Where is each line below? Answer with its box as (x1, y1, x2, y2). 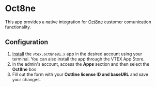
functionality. (5, 24, 31, 29)
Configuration (5, 38, 48, 46)
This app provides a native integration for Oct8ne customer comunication (5, 19, 152, 25)
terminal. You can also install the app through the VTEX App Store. (12, 56, 145, 62)
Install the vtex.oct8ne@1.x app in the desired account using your (12, 51, 142, 57)
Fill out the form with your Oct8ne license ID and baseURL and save (12, 71, 149, 77)
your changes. (12, 76, 41, 82)
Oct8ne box (12, 66, 36, 72)
